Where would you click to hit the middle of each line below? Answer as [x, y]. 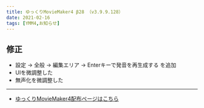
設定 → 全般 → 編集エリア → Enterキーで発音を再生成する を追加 [96, 65]
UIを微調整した [34, 73]
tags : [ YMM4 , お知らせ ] [33, 23]
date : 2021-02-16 [28, 18]
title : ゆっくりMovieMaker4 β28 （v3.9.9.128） [65, 12]
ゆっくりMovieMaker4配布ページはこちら [67, 99]
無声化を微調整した [39, 80]
